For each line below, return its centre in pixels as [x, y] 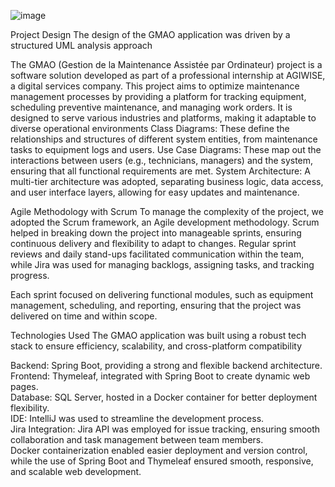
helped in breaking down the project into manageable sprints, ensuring [156, 233]
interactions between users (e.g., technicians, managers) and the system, [162, 160]
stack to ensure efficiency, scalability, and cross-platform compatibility [156, 346]
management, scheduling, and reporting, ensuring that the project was [156, 305]
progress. [30, 275]
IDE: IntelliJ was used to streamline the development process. [137, 418]
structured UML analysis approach [81, 45]
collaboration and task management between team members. [137, 439]
